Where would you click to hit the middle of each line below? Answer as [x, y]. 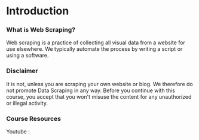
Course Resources [34, 118]
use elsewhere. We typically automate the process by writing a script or [94, 49]
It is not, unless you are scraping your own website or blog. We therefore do [99, 84]
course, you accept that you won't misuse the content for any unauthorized [99, 96]
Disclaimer [22, 71]
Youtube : [18, 132]
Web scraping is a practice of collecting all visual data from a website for [96, 42]
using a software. [27, 56]
